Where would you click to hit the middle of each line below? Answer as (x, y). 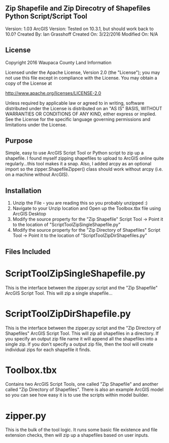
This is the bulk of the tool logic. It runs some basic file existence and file (81, 430)
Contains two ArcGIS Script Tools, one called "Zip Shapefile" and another (82, 384)
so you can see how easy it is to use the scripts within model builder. (77, 395)
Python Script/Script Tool (46, 17)
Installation (23, 191)
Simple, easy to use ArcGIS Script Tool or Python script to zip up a (74, 153)
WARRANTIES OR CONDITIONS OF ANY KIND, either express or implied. (81, 114)
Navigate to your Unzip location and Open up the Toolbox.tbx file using (87, 208)
